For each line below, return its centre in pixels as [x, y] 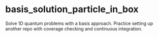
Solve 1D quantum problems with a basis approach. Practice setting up [79, 23]
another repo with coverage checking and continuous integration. [74, 28]
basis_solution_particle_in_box [72, 9]
